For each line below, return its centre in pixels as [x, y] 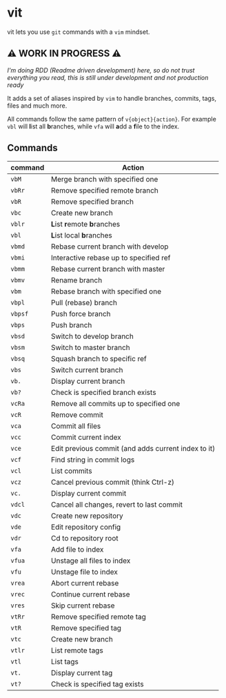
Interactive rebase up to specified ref [111, 258]
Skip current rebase [83, 605]
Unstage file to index [84, 572]
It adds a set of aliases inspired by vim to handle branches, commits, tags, [112, 98]
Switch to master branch [90, 347]
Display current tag [82, 672]
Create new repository [87, 516]
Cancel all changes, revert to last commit [117, 504]
